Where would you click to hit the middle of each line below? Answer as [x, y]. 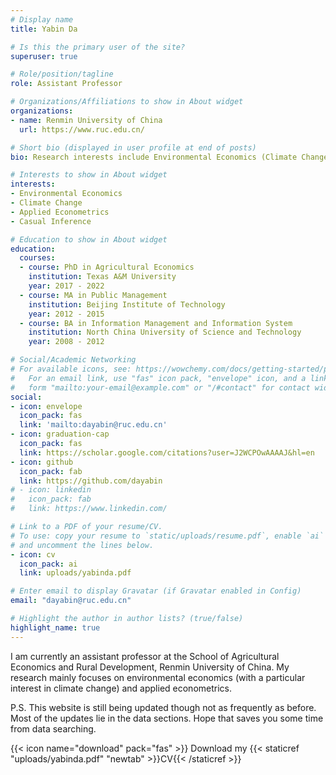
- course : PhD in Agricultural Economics [107, 267]
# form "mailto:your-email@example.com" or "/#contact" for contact [160, 387]
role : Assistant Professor [66, 84]
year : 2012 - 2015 [66, 314]
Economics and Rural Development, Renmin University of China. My [150, 667]
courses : [37, 258]
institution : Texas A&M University [102, 277]
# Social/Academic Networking [73, 360]
